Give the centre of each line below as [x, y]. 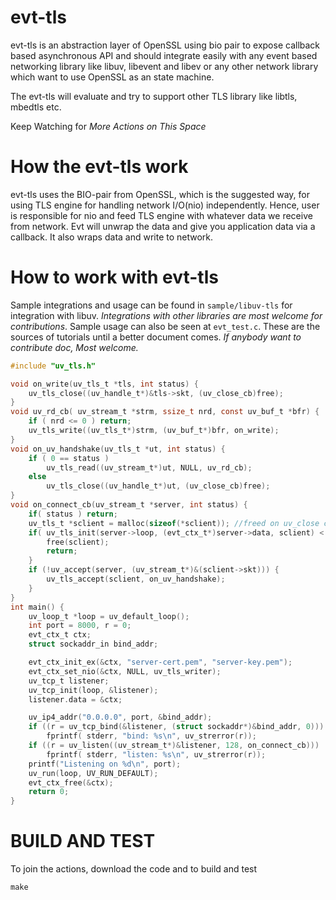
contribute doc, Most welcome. [74, 347]
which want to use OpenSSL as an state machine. [112, 77]
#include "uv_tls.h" [53, 366]
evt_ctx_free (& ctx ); [71, 782]
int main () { [37, 607]
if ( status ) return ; [73, 514]
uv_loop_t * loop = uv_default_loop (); [109, 616]
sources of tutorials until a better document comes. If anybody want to [156, 337]
